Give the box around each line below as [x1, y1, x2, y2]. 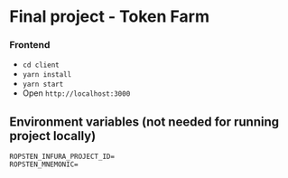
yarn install [22, 70, 72, 80]
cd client [22, 61, 60, 70]
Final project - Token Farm [9, 6, 210, 27]
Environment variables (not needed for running [9, 114, 280, 129]
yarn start [22, 80, 64, 89]
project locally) [9, 128, 97, 144]
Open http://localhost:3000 [22, 88, 131, 98]
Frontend [9, 39, 51, 52]
